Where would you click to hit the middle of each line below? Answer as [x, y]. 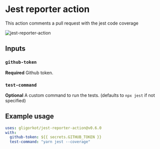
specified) [15, 100]
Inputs [15, 49]
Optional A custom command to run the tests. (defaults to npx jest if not [80, 95]
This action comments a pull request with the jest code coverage [72, 23]
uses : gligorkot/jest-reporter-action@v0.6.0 [53, 128]
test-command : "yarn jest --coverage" [50, 142]
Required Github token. [29, 72]
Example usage [29, 116]
